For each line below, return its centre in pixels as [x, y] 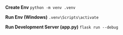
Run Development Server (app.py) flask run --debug [62, 27]
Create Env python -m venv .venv [40, 7]
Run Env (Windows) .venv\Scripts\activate [52, 17]
